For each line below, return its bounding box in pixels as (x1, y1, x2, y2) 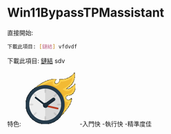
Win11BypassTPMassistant (7, 5, 165, 21)
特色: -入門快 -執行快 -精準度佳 (7, 119, 152, 128)
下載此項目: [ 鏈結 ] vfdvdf (7, 43, 78, 50)
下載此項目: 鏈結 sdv (7, 57, 66, 65)
